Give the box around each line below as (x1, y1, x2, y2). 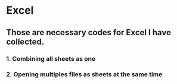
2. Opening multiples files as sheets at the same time (6, 70, 163, 79)
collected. (6, 36, 45, 46)
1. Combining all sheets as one (6, 54, 96, 63)
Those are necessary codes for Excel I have (6, 27, 172, 38)
